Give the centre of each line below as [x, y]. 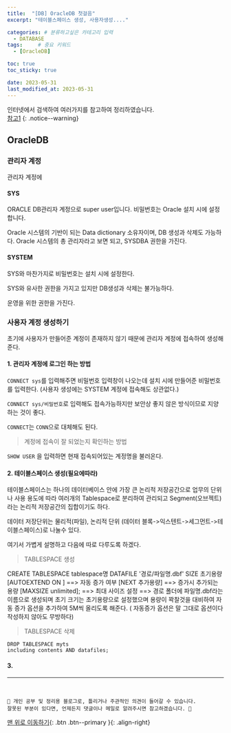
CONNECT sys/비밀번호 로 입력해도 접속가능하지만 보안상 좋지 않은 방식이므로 [107, 404]
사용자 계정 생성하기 [38, 322]
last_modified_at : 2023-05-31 [51, 89]
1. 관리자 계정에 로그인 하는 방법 [49, 364]
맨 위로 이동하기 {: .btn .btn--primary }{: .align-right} [79, 722]
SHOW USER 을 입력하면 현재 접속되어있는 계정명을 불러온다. [85, 456]
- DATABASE [29, 38]
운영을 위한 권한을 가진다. [41, 302]
